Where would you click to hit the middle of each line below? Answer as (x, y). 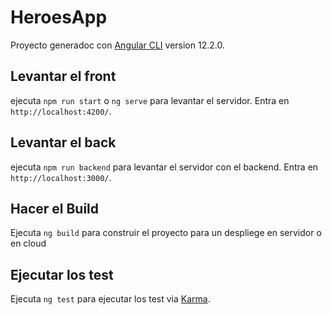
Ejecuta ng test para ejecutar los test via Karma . (110, 299)
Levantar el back (63, 142)
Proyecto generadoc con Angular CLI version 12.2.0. (117, 45)
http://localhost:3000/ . (61, 177)
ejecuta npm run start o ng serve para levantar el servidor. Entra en (150, 100)
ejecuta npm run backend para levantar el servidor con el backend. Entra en (164, 167)
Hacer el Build (55, 208)
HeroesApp (59, 17)
